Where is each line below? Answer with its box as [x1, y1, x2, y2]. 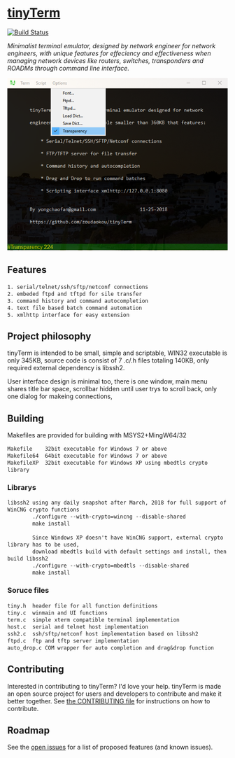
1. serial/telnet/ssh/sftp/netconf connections [7, 283, 149, 290]
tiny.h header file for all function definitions [7, 602, 158, 610]
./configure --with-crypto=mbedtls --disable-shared [32, 562, 190, 570]
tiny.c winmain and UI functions [7, 609, 108, 617]
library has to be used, [7, 541, 80, 549]
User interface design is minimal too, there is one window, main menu [7, 377, 208, 386]
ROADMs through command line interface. [7, 64, 129, 72]
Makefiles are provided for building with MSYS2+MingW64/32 [7, 431, 187, 440]
